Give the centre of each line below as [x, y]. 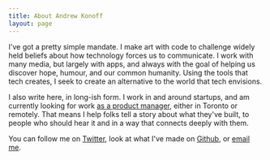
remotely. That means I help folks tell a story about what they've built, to [129, 114]
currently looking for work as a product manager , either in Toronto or [123, 106]
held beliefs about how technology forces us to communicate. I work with [131, 55]
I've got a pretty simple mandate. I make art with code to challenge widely [132, 46]
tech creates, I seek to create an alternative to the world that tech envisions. [135, 81]
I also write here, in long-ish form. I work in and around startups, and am [129, 97]
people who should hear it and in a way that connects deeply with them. [129, 123]
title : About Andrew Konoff [56, 16]
